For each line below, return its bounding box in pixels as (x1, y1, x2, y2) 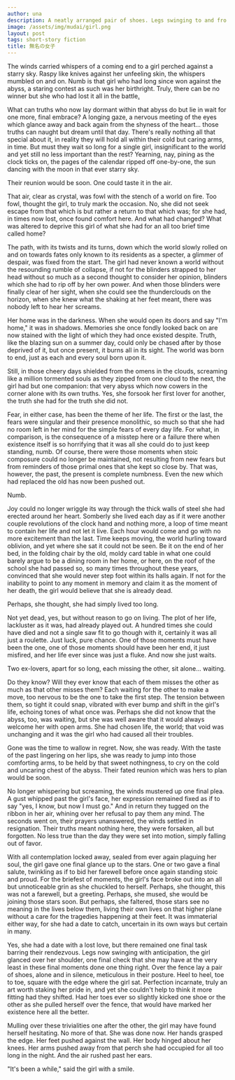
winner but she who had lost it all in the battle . (7, 92, 140, 100)
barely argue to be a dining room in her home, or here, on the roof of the (7, 556, 215, 565)
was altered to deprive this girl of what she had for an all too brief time (7, 222, 210, 230)
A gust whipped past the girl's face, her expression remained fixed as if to (7, 795, 220, 802)
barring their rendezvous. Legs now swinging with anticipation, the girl (7, 948, 211, 957)
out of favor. (7, 839, 43, 847)
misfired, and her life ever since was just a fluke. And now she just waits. (7, 651, 217, 659)
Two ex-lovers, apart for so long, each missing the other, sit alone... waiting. (7, 664, 226, 673)
